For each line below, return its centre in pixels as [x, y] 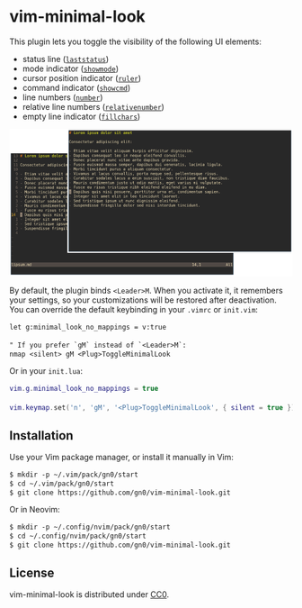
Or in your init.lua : [46, 371]
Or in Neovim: [35, 510]
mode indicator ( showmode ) [71, 68]
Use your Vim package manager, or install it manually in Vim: [121, 458]
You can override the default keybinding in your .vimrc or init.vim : [134, 309]
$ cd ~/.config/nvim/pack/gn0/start [78, 536]
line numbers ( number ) [62, 97]
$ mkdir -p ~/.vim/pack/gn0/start [74, 475]
